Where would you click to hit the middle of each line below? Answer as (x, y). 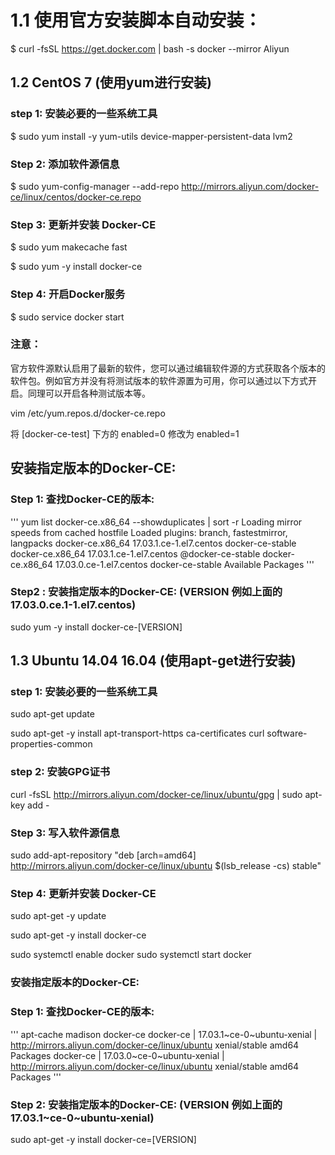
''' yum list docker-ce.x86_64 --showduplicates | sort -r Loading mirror (156, 522)
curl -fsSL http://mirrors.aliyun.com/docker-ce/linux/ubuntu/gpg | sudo (156, 794)
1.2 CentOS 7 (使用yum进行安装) (111, 82)
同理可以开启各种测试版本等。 (89, 393)
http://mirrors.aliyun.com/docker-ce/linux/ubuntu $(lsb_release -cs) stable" (166, 866)
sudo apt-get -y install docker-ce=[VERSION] (103, 1139)
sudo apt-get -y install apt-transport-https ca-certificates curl (137, 733)
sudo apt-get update (52, 714)
